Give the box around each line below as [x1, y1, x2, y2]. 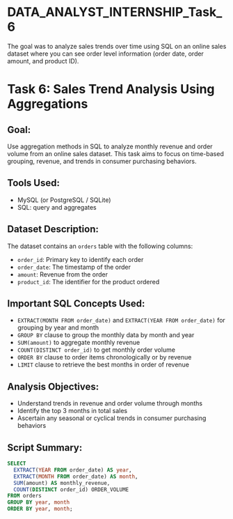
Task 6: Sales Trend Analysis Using [7, 82, 215, 98]
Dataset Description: [7, 224, 99, 235]
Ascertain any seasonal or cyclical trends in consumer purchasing [17, 414, 207, 422]
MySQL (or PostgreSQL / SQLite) [17, 196, 111, 204]
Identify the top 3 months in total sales [17, 407, 127, 415]
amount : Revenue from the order [17, 270, 109, 279]
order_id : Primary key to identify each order [17, 255, 144, 263]
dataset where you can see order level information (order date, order [7, 49, 204, 58]
